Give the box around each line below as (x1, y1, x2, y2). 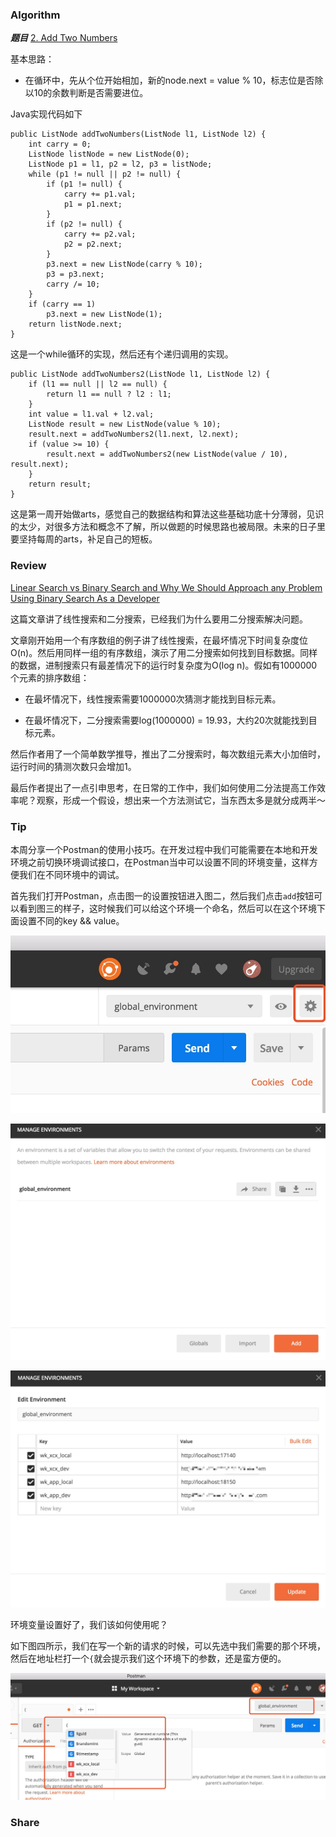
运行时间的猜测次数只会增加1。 (10, 760, 137, 772)
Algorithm (10, 8, 61, 22)
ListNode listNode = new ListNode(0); (28, 149, 190, 160)
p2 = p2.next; (63, 239, 123, 250)
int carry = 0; (28, 139, 92, 150)
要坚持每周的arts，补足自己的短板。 (10, 533, 158, 545)
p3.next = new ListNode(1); (46, 309, 163, 320)
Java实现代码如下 (10, 108, 83, 120)
